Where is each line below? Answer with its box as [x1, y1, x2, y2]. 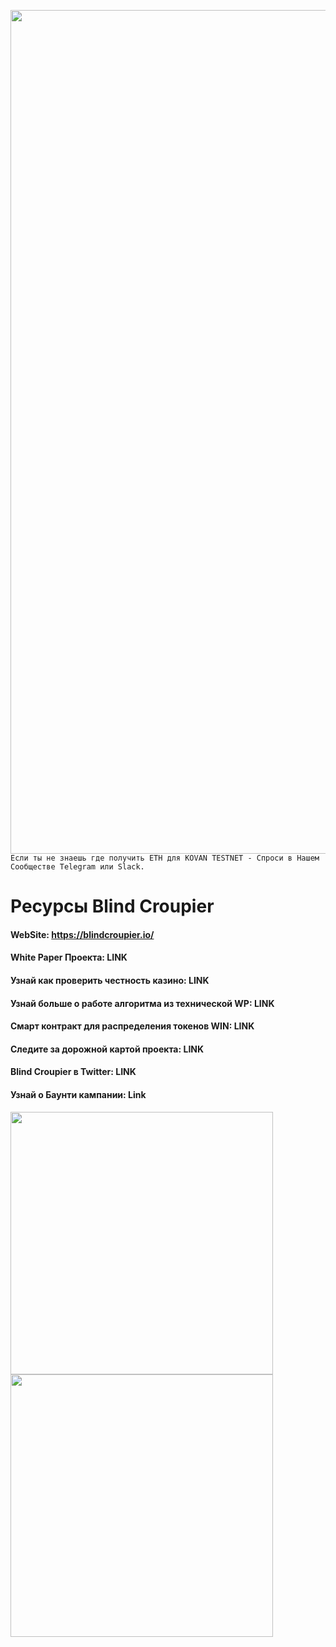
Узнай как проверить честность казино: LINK [10, 974, 210, 986]
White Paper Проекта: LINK [10, 951, 128, 964]
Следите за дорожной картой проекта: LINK [10, 1043, 205, 1055]
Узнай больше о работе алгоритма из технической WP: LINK [10, 997, 275, 1009]
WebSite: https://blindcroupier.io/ [10, 928, 155, 940]
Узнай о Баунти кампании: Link [10, 1088, 147, 1100]
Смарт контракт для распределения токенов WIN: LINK [10, 1020, 255, 1032]
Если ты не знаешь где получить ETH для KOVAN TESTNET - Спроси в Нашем [10, 853, 320, 863]
